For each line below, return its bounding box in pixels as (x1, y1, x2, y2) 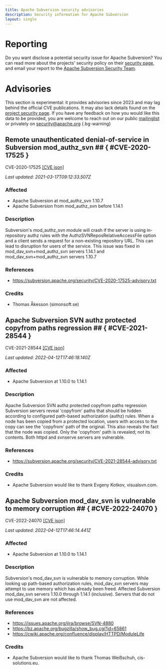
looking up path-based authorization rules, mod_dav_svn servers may (5, 580, 148, 586)
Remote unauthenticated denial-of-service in (5, 135, 149, 144)
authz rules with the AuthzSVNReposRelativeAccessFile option (27, 232, 156, 238)
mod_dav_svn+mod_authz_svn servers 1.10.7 (5, 253, 96, 259)
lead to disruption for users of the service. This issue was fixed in (5, 243, 140, 249)
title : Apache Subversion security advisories (5, 7, 104, 13)
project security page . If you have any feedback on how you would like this (5, 110, 160, 116)
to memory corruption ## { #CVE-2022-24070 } (5, 504, 158, 513)
